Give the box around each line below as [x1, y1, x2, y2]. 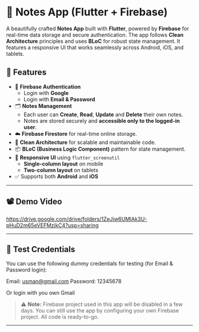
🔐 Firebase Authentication [14, 83, 81, 90]
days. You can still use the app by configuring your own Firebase [20, 307, 179, 314]
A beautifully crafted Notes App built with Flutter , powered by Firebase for [6, 25, 190, 32]
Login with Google [23, 89, 69, 97]
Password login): [6, 266, 47, 273]
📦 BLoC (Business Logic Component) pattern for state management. [14, 145, 186, 152]
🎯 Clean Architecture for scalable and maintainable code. [14, 139, 156, 146]
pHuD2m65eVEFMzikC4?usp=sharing [6, 222, 99, 229]
